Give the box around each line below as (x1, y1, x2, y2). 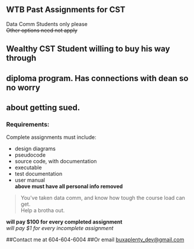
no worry (6, 82, 40, 92)
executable (14, 164, 43, 171)
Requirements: (6, 120, 50, 128)
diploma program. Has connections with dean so (6, 73, 189, 83)
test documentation (14, 170, 63, 177)
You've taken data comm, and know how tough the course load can (20, 195, 185, 202)
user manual (14, 177, 46, 184)
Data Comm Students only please (6, 20, 88, 27)
